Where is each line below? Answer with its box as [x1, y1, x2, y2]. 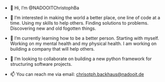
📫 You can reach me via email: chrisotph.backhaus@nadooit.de [10, 71, 144, 77]
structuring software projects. [10, 61, 72, 67]
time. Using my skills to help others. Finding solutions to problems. [10, 20, 149, 26]
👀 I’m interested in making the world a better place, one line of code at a [10, 15, 160, 20]
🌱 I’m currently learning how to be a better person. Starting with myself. [10, 35, 159, 41]
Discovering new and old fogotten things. [10, 25, 96, 31]
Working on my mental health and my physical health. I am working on [10, 40, 157, 47]
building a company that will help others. [10, 46, 95, 52]
